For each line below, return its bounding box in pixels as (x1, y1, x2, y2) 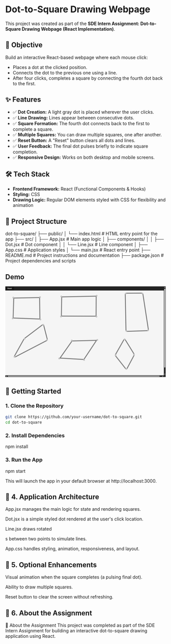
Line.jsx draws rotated (5, 526, 52, 532)
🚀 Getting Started (5, 387, 62, 395)
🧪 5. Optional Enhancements (5, 560, 97, 569)
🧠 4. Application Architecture (5, 492, 99, 501)
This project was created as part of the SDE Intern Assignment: (5, 20, 140, 27)
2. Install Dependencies (5, 432, 65, 439)
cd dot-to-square (5, 420, 42, 425)
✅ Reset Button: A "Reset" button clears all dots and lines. (12, 137, 136, 144)
